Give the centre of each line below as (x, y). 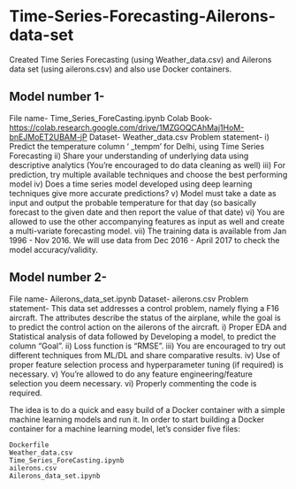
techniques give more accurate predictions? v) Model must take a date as (143, 193)
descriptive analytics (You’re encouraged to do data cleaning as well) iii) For (147, 164)
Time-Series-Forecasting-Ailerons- (143, 16)
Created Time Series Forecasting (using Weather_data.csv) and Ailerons (140, 59)
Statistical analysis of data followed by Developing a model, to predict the (143, 336)
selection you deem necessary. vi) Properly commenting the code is (133, 383)
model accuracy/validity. (54, 249)
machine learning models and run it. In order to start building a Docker (137, 419)
